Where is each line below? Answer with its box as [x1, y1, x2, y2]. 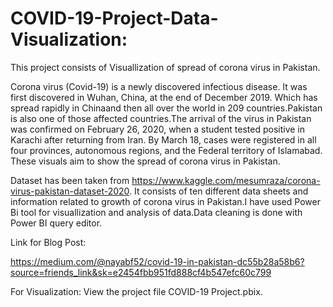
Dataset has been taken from [10, 174, 130, 186]
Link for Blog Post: [10, 236, 87, 248]
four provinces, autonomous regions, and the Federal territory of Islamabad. [10, 144, 323, 156]
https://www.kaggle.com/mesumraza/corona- [131, 174, 321, 186]
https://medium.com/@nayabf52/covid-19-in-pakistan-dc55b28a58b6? [10, 255, 305, 267]
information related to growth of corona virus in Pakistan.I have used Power [10, 195, 321, 207]
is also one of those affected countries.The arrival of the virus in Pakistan [10, 112, 312, 124]
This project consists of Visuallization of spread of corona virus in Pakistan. [10, 61, 321, 73]
